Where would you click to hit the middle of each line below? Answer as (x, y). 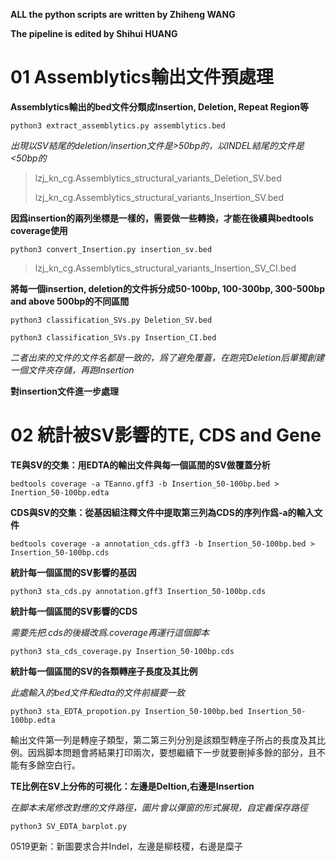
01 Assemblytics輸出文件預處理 (142, 77)
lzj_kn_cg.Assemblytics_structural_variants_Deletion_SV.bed (158, 178)
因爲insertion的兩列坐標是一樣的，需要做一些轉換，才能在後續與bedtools (162, 218)
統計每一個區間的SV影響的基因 (73, 572)
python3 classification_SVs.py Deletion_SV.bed (111, 320)
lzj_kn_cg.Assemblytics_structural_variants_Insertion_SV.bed (159, 197)
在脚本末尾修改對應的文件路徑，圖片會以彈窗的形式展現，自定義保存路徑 (159, 807)
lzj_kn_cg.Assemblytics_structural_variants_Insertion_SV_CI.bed (165, 268)
